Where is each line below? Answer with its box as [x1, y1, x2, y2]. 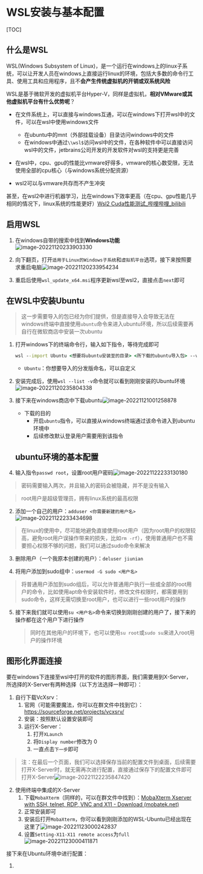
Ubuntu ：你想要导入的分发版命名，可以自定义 [24, 364, 136, 372]
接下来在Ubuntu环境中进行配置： [6, 850, 89, 857]
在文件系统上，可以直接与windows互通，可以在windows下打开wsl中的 [14, 110, 190, 118]
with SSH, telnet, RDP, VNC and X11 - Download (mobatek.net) [24, 800, 179, 808]
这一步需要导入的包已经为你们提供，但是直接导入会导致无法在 [21, 313, 175, 320]
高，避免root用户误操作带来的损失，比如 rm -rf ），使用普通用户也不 [21, 534, 188, 542]
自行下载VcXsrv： [14, 694, 60, 701]
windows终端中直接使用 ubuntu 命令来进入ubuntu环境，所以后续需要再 [21, 320, 194, 327]
